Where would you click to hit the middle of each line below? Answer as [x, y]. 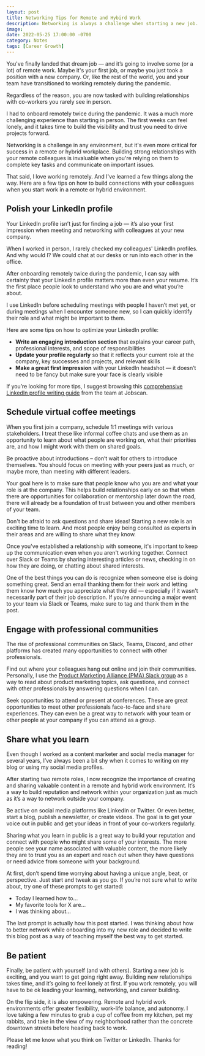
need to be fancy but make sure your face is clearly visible [89, 374]
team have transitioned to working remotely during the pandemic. [89, 83]
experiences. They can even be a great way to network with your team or [99, 714]
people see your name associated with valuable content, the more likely [97, 849]
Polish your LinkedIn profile [60, 209]
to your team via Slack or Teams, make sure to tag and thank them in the [98, 603]
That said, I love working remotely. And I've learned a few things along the [100, 176]
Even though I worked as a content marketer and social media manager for [100, 754]
